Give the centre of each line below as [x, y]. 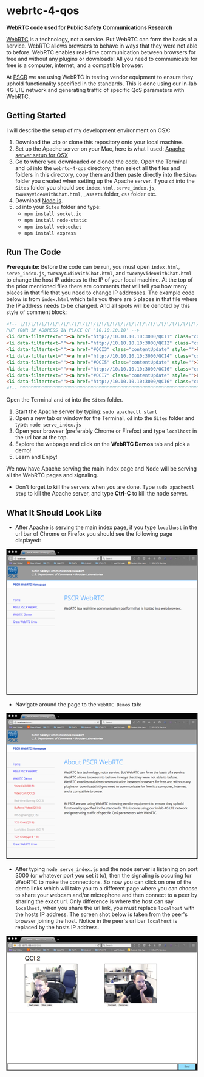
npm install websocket [53, 227]
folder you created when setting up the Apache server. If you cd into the [105, 181]
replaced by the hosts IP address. [57, 927]
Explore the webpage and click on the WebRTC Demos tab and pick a [102, 444]
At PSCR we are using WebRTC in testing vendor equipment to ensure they [100, 77]
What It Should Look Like [54, 513]
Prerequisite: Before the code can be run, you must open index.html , [93, 266]
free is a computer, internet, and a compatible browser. [75, 65]
